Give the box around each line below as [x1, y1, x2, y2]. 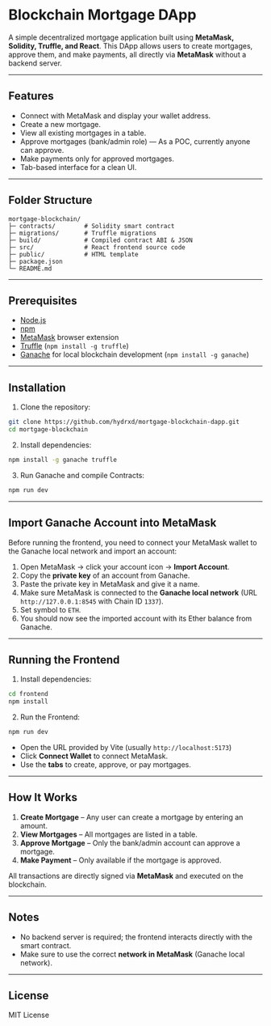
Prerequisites [8, 294, 77, 307]
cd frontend [8, 690, 48, 698]
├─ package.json [8, 257, 63, 265]
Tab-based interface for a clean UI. [19, 162, 137, 172]
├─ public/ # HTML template [8, 250, 139, 258]
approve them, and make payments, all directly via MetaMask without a [8, 49, 247, 59]
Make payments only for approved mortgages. [19, 154, 175, 163]
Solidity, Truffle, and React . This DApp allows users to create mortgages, [8, 40, 253, 50]
